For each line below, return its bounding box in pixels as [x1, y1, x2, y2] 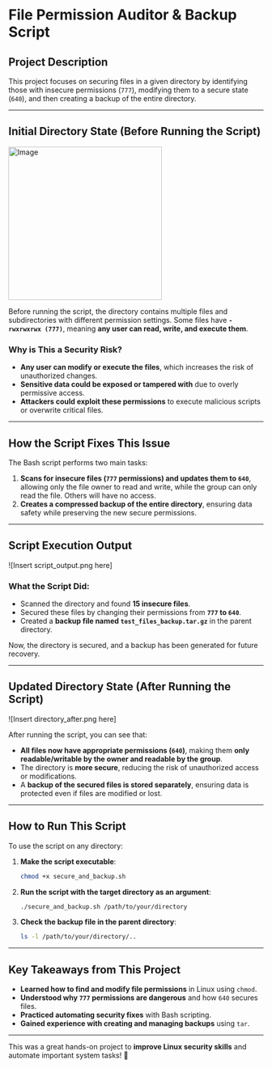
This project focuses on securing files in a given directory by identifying [8, 77, 249, 86]
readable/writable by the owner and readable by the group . [19, 754, 223, 764]
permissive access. [19, 388, 85, 398]
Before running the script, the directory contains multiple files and [8, 306, 228, 316]
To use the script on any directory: [8, 841, 124, 850]
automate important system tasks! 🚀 [8, 1050, 129, 1061]
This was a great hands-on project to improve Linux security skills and [8, 1042, 247, 1052]
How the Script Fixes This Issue [8, 436, 171, 450]
